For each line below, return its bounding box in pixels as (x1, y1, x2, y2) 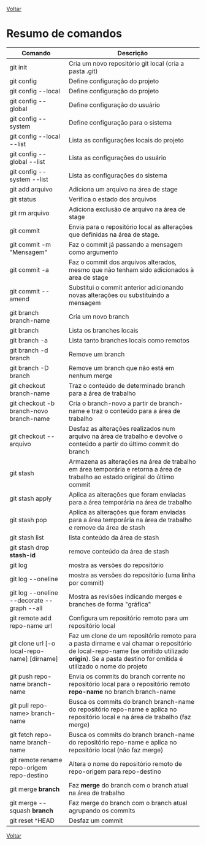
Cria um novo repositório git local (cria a (68, 59, 185, 68)
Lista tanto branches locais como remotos (68, 336, 190, 344)
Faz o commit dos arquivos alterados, (68, 258, 177, 266)
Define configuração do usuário (68, 101, 161, 109)
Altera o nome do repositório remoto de (68, 759, 183, 768)
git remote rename (9, 755, 63, 764)
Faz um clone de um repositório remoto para (68, 631, 197, 640)
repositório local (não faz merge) (68, 746, 164, 754)
